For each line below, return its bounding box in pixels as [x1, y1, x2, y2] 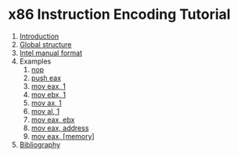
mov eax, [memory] [31, 131, 96, 141]
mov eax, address [31, 123, 89, 133]
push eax [31, 73, 61, 82]
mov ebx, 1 [31, 89, 67, 99]
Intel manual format [19, 48, 82, 57]
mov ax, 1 [31, 98, 62, 108]
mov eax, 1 [31, 81, 67, 91]
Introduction [19, 31, 59, 41]
